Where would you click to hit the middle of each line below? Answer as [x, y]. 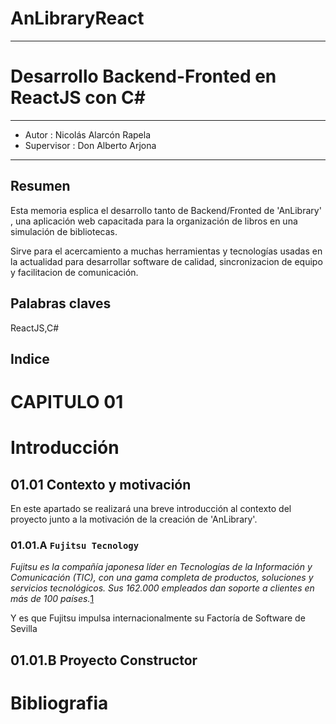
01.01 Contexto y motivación [101, 484]
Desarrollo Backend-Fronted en [143, 76]
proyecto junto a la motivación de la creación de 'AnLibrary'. [134, 519]
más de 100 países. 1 [52, 599]
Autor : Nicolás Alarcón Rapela [88, 134]
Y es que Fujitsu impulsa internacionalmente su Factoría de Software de [158, 618]
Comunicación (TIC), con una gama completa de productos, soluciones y [162, 578]
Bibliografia [59, 703]
